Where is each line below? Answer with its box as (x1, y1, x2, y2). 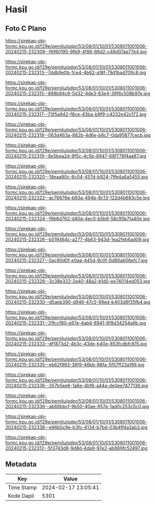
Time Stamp (8, 484, 37, 491)
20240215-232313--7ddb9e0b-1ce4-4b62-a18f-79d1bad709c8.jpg (5, 69, 147, 76)
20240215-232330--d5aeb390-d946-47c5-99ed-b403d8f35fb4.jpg (5, 299, 151, 305)
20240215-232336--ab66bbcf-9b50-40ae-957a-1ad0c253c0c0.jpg (5, 403, 149, 409)
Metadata (5, 460, 37, 468)
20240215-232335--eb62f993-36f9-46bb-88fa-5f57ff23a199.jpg (5, 362, 145, 368)
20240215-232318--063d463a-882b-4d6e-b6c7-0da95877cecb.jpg (5, 132, 151, 138)
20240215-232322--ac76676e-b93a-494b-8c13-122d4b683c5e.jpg (5, 195, 150, 201)
